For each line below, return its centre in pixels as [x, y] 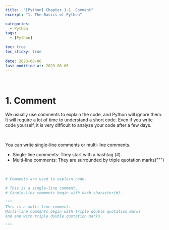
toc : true [16, 47]
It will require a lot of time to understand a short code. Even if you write [79, 120]
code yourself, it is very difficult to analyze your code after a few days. [78, 125]
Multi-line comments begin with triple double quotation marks [73, 211]
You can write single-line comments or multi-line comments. [68, 145]
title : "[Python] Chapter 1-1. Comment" [49, 10]
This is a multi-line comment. [38, 207]
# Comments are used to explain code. [46, 179]
